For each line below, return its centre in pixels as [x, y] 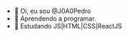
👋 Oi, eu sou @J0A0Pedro [52, 11]
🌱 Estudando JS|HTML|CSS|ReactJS [68, 26]
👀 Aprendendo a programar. [55, 18]
